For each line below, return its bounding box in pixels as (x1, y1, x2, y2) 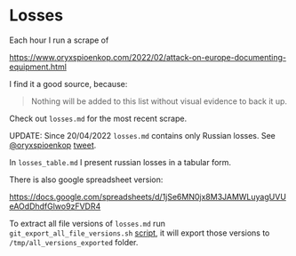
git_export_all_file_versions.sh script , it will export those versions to (9, 228, 270, 238)
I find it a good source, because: (9, 78, 128, 89)
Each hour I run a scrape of (9, 35, 109, 45)
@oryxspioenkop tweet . (9, 140, 97, 150)
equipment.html (9, 61, 67, 72)
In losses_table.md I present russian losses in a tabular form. (9, 156, 232, 167)
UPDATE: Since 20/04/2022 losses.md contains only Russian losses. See (9, 130, 276, 140)
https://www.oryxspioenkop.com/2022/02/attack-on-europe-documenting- (9, 52, 287, 62)
